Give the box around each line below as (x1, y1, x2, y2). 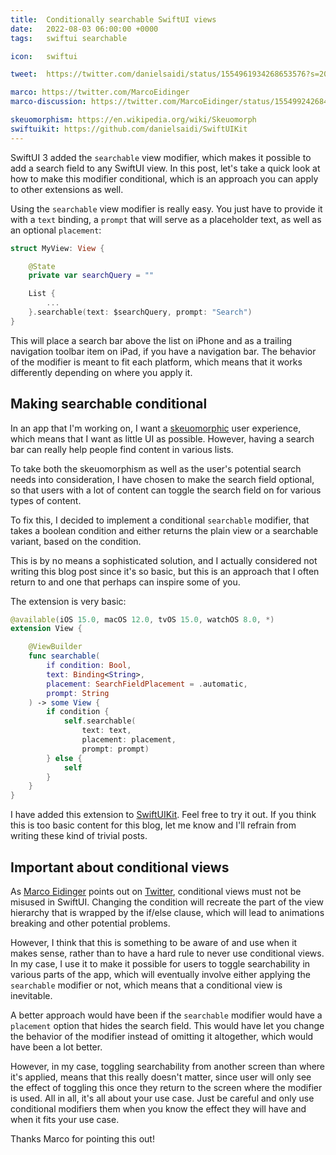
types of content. (10, 494, 82, 506)
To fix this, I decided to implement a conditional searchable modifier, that (10, 514, 310, 526)
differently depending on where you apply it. (10, 366, 193, 378)
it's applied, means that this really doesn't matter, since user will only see (10, 1071, 312, 1083)
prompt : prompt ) (81, 744, 150, 754)
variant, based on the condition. (10, 535, 142, 547)
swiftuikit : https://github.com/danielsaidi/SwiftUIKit (10, 124, 248, 134)
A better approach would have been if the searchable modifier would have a (10, 1009, 323, 1021)
